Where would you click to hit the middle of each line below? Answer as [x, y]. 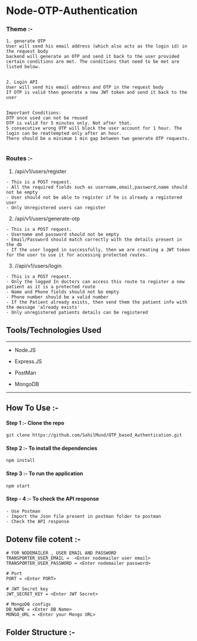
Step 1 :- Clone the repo [35, 422]
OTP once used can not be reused [47, 118]
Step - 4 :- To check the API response [53, 499]
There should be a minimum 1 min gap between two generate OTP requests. [98, 139]
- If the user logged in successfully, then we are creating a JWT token [98, 250]
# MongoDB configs [28, 604]
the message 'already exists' [43, 307]
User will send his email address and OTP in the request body [85, 87]
